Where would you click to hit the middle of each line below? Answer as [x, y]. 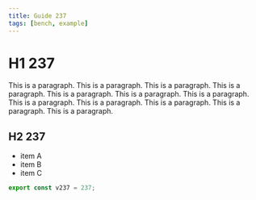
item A [31, 156]
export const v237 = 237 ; [52, 188]
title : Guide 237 [38, 16]
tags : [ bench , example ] [48, 23]
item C [31, 173]
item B [31, 165]
